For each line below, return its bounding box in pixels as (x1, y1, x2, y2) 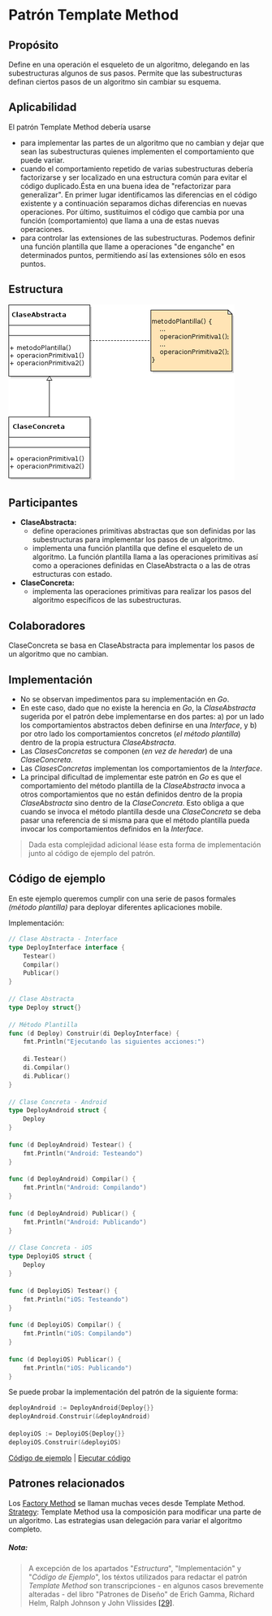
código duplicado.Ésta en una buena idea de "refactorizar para (19, 181, 231, 190)
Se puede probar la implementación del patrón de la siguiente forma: (8, 1387, 239, 1397)
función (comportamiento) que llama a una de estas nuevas (19, 216, 220, 225)
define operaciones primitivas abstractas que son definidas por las (32, 526, 256, 536)
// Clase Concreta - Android (8, 1098, 107, 1106)
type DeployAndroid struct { (8, 1107, 107, 1115)
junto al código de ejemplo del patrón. (28, 849, 156, 858)
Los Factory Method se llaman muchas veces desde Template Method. (8, 1498, 246, 1508)
